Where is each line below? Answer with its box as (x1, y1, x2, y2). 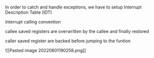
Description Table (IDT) (5, 9, 53, 15)
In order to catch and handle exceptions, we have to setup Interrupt (5, 4, 142, 10)
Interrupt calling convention (5, 19, 61, 25)
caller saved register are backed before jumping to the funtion (5, 38, 131, 44)
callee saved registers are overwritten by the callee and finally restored (5, 29, 149, 34)
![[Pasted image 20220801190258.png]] (5, 48, 86, 53)
